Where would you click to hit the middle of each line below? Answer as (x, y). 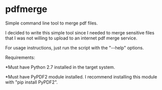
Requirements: (20, 57)
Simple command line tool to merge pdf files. (51, 23)
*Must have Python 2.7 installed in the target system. (60, 67)
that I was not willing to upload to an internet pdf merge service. (71, 38)
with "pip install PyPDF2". (32, 82)
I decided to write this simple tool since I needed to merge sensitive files (80, 32)
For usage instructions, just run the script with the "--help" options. (74, 47)
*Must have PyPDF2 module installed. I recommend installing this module (81, 76)
